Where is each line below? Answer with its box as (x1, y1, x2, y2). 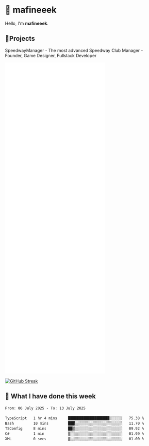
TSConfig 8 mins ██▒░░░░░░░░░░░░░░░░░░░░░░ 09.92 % (5, 426, 145, 431)
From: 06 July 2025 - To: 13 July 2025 (5, 406, 86, 411)
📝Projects (5, 34, 35, 43)
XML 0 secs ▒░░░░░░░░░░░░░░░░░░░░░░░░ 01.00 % (5, 436, 145, 441)
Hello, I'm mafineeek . (5, 20, 49, 26)
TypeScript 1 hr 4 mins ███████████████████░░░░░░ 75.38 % (5, 416, 145, 421)
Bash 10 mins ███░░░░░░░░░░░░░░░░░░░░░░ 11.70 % (5, 421, 145, 426)
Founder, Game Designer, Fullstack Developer (5, 52, 97, 58)
